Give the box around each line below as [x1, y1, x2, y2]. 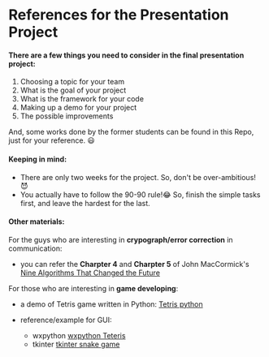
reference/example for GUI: [20, 315, 112, 325]
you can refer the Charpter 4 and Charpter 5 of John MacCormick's [20, 259, 249, 269]
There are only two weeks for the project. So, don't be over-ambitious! [20, 172, 256, 182]
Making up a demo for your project [20, 103, 137, 113]
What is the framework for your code [20, 94, 145, 104]
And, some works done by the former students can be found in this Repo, [8, 127, 254, 137]
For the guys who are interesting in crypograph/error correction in [8, 234, 233, 244]
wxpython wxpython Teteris [32, 330, 126, 340]
